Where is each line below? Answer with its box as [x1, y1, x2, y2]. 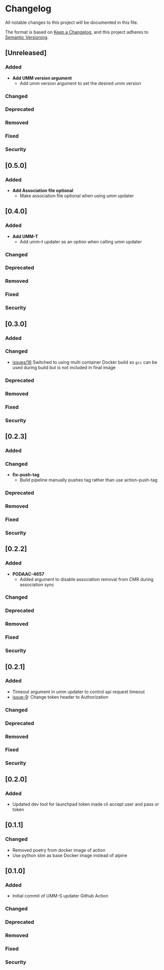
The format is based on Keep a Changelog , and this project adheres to [5, 29, 149, 35]
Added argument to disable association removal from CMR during [19, 576, 154, 582]
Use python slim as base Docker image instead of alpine [12, 852, 127, 858]
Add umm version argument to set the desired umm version [19, 80, 141, 86]
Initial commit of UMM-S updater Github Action [12, 893, 109, 899]
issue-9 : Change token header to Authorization [12, 694, 109, 700]
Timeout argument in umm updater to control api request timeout [12, 689, 145, 695]
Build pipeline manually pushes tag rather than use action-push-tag [19, 477, 158, 483]
